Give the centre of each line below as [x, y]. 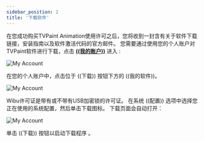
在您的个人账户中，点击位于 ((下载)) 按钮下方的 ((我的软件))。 [83, 76]
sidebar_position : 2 [33, 12]
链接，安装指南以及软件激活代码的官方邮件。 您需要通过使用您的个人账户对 [101, 43]
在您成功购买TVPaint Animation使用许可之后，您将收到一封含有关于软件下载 [102, 36]
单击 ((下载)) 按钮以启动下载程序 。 [50, 133]
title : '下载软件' [28, 18]
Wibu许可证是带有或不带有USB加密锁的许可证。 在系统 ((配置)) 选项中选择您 [102, 101]
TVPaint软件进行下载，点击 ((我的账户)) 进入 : [64, 51]
